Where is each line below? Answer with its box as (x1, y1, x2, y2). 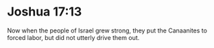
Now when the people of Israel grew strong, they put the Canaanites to (7, 26, 208, 34)
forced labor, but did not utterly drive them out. (7, 33, 140, 41)
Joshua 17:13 (7, 4, 82, 20)
